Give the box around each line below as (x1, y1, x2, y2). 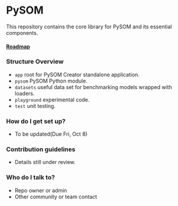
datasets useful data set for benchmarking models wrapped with (14, 83, 172, 90)
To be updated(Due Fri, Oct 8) (14, 130, 88, 138)
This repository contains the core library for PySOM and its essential (6, 23, 172, 30)
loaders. (14, 90, 35, 97)
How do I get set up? (6, 117, 66, 125)
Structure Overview (6, 57, 64, 66)
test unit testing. (14, 102, 56, 109)
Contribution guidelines (6, 145, 75, 153)
